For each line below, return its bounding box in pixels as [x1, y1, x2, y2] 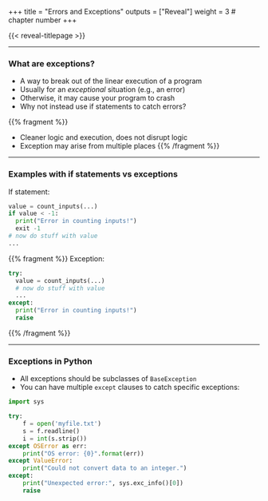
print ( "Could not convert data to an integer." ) [22, 464, 187, 472]
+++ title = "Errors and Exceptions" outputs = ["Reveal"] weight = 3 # [8, 7, 236, 16]
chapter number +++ [8, 15, 77, 25]
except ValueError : [8, 457, 73, 465]
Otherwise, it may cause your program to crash [19, 93, 175, 103]
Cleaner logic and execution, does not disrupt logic [19, 133, 188, 142]
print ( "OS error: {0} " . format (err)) [22, 449, 145, 458]
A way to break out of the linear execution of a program [19, 76, 203, 86]
